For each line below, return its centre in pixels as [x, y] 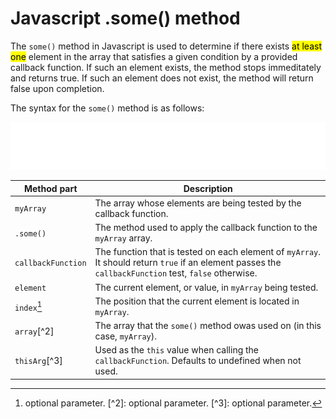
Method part [50, 188]
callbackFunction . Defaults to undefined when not [198, 361]
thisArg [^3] [38, 361]
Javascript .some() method [125, 18]
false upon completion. [57, 88]
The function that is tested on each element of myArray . [208, 252]
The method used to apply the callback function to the [206, 228]
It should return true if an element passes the [188, 263]
